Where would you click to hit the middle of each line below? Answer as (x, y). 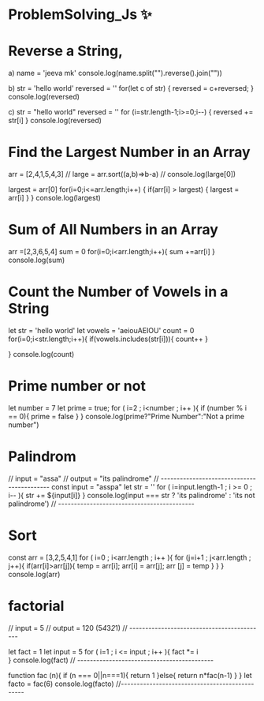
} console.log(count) (41, 354)
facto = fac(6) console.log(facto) (61, 684)
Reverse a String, (66, 51)
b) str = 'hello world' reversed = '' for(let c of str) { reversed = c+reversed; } (131, 88)
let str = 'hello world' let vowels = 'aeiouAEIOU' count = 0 (101, 330)
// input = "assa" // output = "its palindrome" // (84, 478)
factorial (36, 606)
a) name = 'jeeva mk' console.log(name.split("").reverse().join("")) (115, 73)
